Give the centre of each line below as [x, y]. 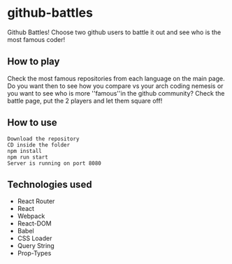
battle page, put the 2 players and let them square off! [85, 101]
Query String [36, 246]
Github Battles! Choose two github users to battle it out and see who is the [114, 32]
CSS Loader [35, 238]
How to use [32, 123]
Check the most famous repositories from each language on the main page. [116, 78]
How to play [34, 62]
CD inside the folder [39, 145]
